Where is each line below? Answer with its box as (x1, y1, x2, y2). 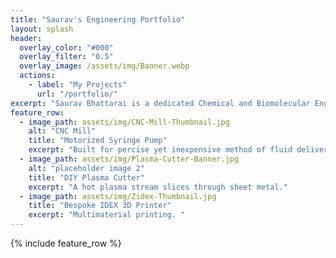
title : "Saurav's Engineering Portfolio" (10, 14, 186, 25)
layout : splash (10, 24, 74, 34)
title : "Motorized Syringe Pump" (28, 136, 168, 146)
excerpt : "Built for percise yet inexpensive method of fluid (28, 145, 293, 155)
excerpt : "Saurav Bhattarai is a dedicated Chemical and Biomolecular (10, 98, 311, 108)
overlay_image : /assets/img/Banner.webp (19, 61, 190, 71)
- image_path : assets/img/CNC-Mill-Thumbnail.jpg (19, 117, 230, 127)
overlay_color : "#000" (19, 42, 114, 53)
